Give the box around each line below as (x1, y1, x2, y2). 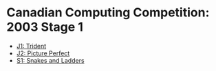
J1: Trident (16, 42, 47, 50)
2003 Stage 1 (6, 19, 84, 35)
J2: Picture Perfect (16, 49, 70, 57)
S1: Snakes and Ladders (16, 56, 85, 64)
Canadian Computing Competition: (6, 5, 210, 20)
